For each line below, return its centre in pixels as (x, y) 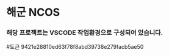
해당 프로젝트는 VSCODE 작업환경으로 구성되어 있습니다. (85, 33)
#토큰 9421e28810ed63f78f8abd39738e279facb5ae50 (75, 47)
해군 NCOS (33, 12)
